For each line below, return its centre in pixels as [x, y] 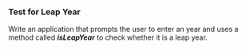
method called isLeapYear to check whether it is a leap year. [108, 37]
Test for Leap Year [45, 12]
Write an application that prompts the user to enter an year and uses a [123, 29]
